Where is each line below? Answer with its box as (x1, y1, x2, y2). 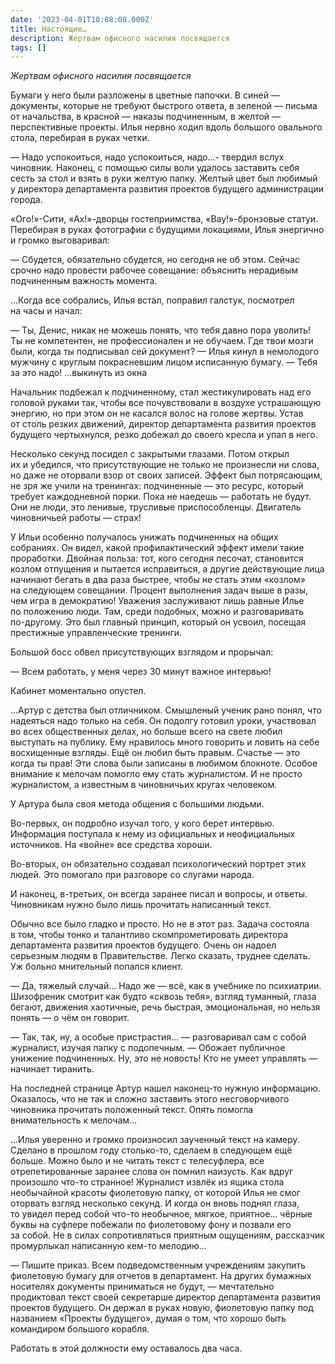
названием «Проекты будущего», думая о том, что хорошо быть (10, 1312, 287, 1325)
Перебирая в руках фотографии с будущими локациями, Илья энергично (10, 224, 325, 236)
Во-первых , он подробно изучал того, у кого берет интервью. (10, 817, 275, 830)
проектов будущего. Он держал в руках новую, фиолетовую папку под (10, 1302, 314, 1314)
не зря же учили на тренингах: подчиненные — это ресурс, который (10, 480, 304, 492)
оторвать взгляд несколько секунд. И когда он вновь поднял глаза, (10, 1197, 300, 1210)
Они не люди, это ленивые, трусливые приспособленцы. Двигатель (10, 501, 302, 513)
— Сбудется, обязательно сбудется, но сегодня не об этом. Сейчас (10, 254, 301, 266)
